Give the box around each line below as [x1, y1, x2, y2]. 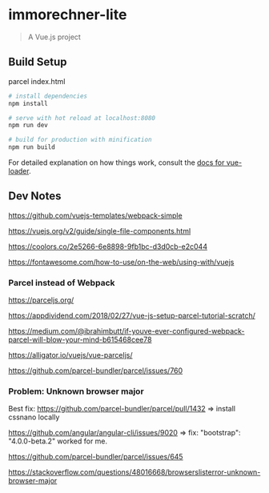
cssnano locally [8, 412, 60, 422]
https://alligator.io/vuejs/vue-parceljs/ [8, 351, 133, 360]
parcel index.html [8, 76, 66, 86]
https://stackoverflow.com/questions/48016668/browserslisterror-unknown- [8, 467, 261, 477]
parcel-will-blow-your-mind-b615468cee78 [8, 335, 152, 345]
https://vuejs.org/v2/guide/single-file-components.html [8, 226, 191, 235]
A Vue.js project [27, 32, 82, 42]
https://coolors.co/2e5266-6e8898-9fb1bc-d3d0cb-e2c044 [8, 242, 208, 251]
